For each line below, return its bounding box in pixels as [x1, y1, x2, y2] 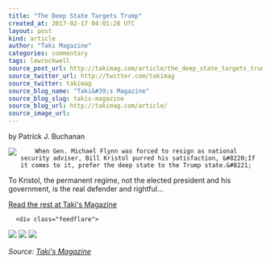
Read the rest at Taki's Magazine [8, 199, 117, 209]
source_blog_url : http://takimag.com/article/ [8, 102, 168, 110]
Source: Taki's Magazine [8, 247, 91, 256]
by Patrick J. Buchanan [8, 132, 85, 141]
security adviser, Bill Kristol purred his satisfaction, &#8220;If [20, 154, 256, 162]
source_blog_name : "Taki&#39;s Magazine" [8, 86, 150, 95]
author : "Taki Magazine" [8, 42, 92, 50]
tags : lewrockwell [8, 57, 70, 65]
